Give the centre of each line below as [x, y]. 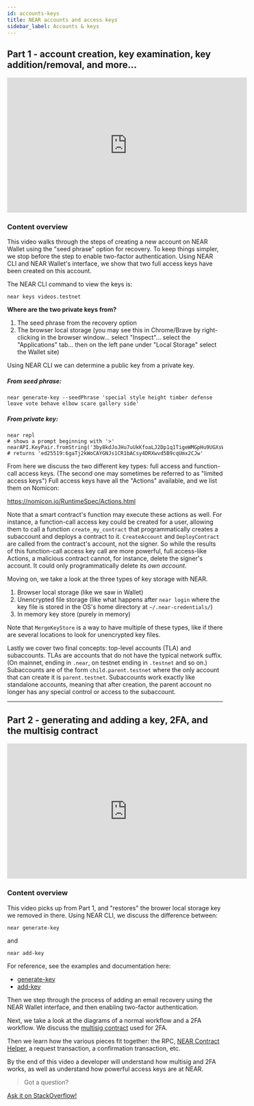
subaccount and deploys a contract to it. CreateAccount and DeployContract [113, 537]
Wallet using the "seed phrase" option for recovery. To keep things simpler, [113, 249]
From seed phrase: [34, 381]
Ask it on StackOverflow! [42, 1095]
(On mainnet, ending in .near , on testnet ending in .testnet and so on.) [107, 663]
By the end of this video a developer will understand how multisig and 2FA [112, 1061]
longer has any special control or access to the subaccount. [91, 692]
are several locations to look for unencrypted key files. [84, 635]
